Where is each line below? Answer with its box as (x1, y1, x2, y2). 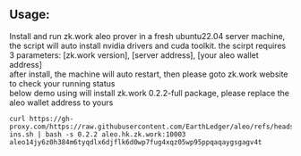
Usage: (9, 7, 51, 22)
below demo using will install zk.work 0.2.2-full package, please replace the (9, 87, 289, 98)
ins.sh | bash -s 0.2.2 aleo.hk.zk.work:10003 (9, 129, 186, 139)
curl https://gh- (9, 114, 74, 123)
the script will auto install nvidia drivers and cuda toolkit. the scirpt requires (9, 40, 287, 51)
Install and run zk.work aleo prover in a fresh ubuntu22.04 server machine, (9, 30, 286, 41)
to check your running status (9, 78, 116, 88)
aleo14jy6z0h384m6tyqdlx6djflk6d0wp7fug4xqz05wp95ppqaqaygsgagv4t (9, 137, 262, 146)
